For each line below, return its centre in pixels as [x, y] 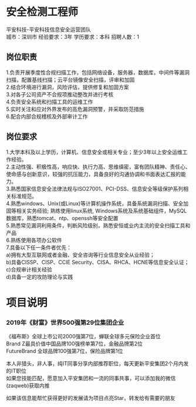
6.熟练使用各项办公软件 [34, 240]
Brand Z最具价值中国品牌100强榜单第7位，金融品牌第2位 [74, 344]
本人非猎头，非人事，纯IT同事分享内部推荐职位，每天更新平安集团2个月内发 [97, 364]
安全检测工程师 [42, 12]
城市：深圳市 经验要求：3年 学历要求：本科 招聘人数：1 [73, 36]
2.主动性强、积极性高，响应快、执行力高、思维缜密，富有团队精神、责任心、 [98, 166]
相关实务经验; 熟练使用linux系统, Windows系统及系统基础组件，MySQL [102, 211]
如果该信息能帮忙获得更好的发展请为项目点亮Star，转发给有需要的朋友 [91, 398]
